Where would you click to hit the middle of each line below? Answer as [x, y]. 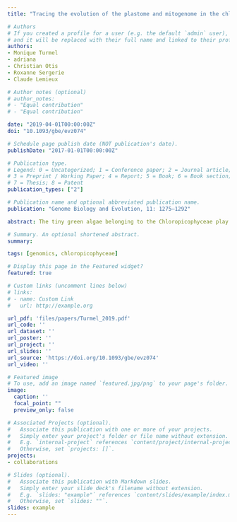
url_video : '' [28, 364]
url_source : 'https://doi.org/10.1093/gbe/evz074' [83, 358]
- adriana [22, 60]
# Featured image [33, 377]
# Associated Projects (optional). [60, 423]
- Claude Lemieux [33, 79]
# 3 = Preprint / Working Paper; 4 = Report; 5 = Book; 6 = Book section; [120, 176]
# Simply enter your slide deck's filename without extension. [105, 488]
